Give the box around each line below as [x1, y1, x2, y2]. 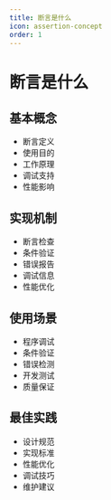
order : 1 [9, 30, 42, 39]
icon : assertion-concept [9, 22, 103, 31]
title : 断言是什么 [9, 13, 72, 23]
